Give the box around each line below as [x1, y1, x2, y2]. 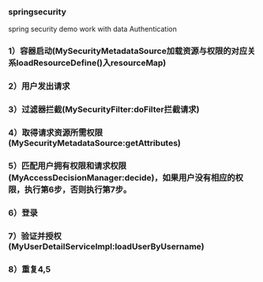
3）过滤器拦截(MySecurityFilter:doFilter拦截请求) [8, 104, 200, 115]
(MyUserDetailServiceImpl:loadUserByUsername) [8, 241, 205, 252]
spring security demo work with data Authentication [8, 25, 178, 34]
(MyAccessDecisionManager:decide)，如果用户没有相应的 [8, 172, 235, 183]
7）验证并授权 [8, 231, 62, 242]
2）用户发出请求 [8, 81, 70, 92]
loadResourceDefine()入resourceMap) [16, 58, 167, 69]
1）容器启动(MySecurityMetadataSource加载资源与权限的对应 [8, 46, 248, 57]
